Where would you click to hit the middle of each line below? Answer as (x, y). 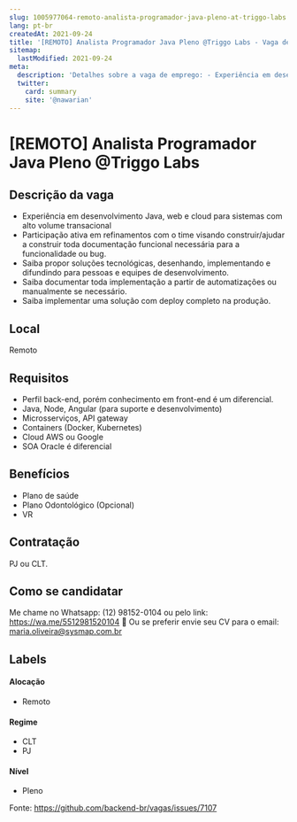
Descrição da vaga (62, 194)
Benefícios (39, 474)
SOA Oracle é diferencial (67, 446)
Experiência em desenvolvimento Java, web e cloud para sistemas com (152, 216)
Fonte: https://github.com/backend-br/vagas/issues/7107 (113, 808)
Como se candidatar (66, 591)
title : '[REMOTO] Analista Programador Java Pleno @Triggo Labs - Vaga (144, 42)
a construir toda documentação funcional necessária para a (131, 244)
